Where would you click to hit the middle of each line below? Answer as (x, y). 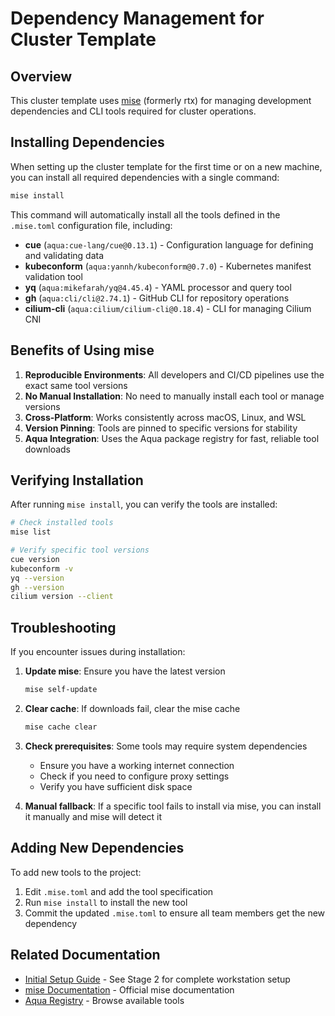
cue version (35, 559)
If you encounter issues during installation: (98, 652)
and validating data (64, 255)
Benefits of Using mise (82, 350)
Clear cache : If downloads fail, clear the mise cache (132, 708)
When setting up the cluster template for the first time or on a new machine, (166, 166)
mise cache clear (61, 727)
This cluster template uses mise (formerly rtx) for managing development (161, 100)
